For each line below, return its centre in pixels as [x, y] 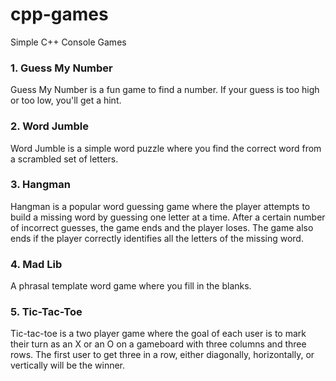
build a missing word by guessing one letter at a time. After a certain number [168, 217]
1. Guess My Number [61, 68]
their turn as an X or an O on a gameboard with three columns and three [158, 344]
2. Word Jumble [49, 126]
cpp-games [59, 14]
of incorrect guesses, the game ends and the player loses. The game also [162, 227]
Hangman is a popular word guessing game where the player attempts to [160, 206]
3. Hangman [40, 185]
